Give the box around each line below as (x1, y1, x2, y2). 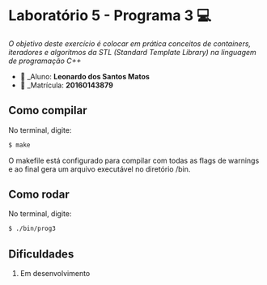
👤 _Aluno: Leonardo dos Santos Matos (19, 71, 150, 81)
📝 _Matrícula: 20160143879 (19, 80, 113, 90)
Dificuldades (8, 247, 74, 261)
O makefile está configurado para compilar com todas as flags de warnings (8, 155, 260, 165)
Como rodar (8, 188, 70, 202)
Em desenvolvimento (19, 269, 91, 279)
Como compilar (8, 104, 87, 117)
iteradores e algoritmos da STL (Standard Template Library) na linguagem (8, 47, 256, 57)
